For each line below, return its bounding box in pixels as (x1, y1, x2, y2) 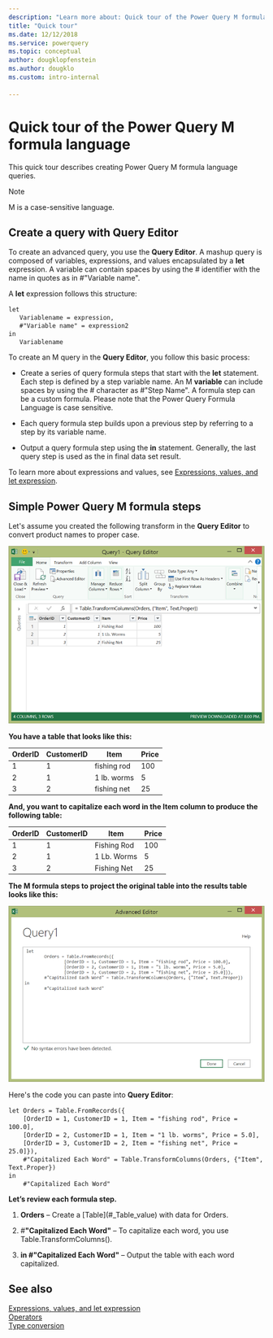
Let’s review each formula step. (8, 1194, 118, 1204)
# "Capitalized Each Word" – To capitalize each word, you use (19, 1225, 229, 1236)
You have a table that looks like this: (8, 731, 132, 741)
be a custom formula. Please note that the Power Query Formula (19, 394, 236, 404)
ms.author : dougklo (8, 65, 75, 73)
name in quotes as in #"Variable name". (8, 273, 141, 283)
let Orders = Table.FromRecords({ (8, 1106, 126, 1114)
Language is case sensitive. (19, 403, 114, 412)
